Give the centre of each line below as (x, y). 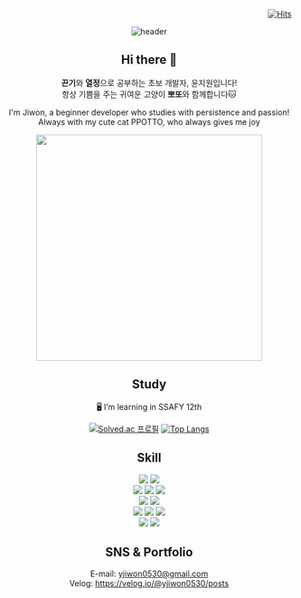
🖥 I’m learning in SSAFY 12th (149, 406)
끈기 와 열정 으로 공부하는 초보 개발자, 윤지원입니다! (149, 82)
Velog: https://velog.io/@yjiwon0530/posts (149, 584)
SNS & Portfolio (149, 552)
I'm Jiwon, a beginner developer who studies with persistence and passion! (149, 112)
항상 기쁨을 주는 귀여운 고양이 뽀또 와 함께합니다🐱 (149, 94)
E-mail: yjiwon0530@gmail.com (149, 574)
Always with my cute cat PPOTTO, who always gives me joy (149, 121)
